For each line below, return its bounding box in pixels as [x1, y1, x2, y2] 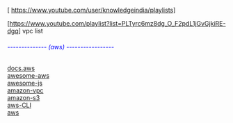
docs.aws [7, 64, 35, 72]
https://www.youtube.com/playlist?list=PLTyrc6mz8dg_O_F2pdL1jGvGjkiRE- [9, 19, 226, 27]
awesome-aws [7, 72, 50, 80]
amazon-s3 [7, 94, 40, 102]
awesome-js [7, 79, 43, 88]
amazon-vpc [7, 86, 44, 95]
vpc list [22, 27, 43, 35]
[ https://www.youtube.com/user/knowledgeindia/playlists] [7, 6, 176, 14]
